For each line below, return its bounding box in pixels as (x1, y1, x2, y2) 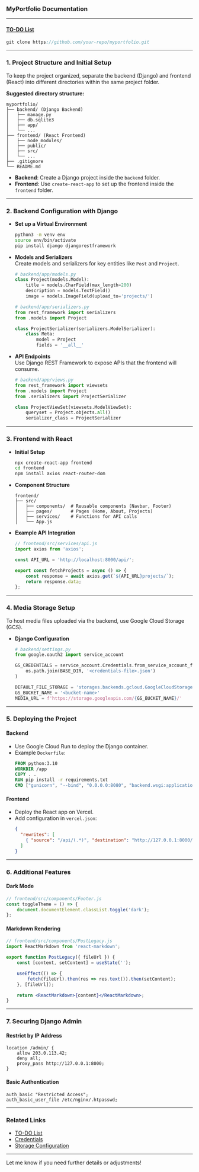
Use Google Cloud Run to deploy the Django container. (14, 742, 149, 750)
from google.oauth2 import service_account (14, 652, 124, 658)
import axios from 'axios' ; (14, 546, 84, 552)
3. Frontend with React (6, 435, 73, 443)
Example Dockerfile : (14, 749, 66, 756)
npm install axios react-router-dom (14, 470, 105, 477)
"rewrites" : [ (20, 832, 55, 838)
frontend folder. (14, 186, 53, 194)
